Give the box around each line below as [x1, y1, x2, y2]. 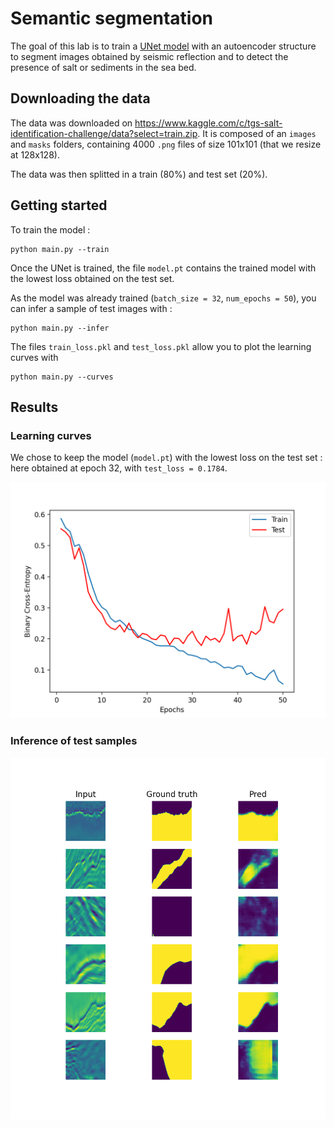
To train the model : [10, 223, 91, 236]
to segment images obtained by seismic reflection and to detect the [10, 50, 289, 62]
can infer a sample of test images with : [10, 302, 173, 314]
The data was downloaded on [10, 117, 133, 129]
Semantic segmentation [10, 7, 214, 30]
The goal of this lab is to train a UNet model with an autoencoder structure [10, 40, 317, 52]
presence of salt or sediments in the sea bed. [10, 61, 197, 73]
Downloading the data [10, 90, 151, 107]
